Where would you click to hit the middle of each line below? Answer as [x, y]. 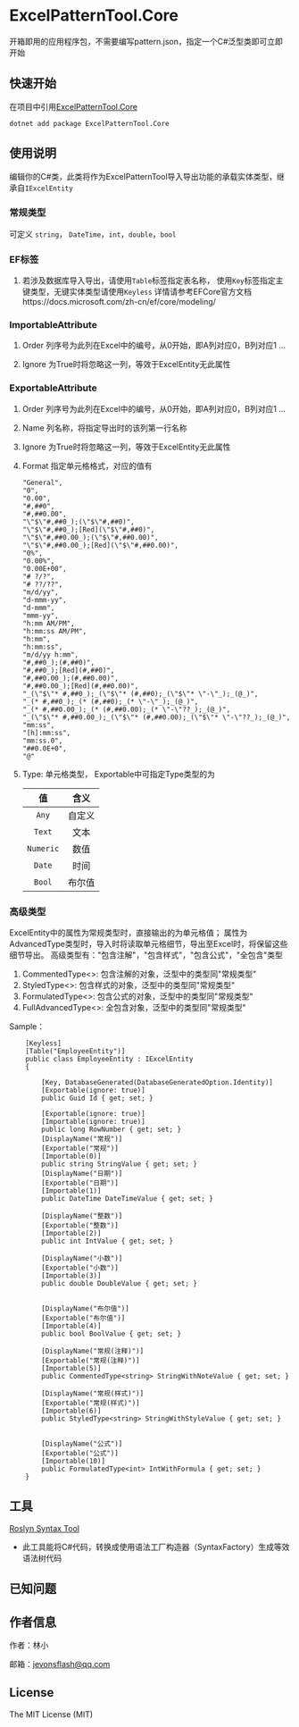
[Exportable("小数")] [80, 1268]
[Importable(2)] [71, 1234]
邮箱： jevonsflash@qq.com [60, 1664]
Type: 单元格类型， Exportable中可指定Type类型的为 [119, 774]
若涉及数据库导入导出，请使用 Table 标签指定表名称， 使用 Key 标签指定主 [153, 281]
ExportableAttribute [54, 388]
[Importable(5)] [71, 1369]
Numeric [43, 848]
